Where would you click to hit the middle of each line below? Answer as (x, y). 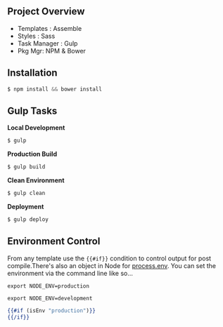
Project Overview (46, 12)
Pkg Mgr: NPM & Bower (52, 51)
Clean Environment (36, 180)
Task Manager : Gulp (47, 43)
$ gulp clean (26, 193)
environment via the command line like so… (70, 273)
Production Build (32, 154)
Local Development (36, 128)
